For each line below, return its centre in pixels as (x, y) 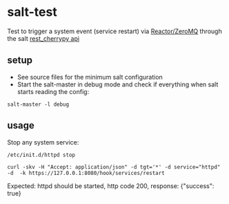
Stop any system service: (43, 142)
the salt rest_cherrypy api (43, 38)
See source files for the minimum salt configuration (90, 77)
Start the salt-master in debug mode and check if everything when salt (118, 84)
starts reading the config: (53, 91)
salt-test (32, 12)
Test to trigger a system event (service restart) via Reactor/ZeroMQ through (114, 31)
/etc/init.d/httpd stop (41, 155)
